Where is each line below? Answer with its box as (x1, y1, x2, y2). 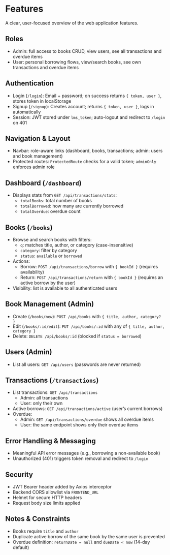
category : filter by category (20, 248, 77, 253)
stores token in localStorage (12, 98, 72, 104)
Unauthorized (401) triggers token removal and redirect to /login (12, 455, 149, 461)
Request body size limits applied (12, 500, 81, 506)
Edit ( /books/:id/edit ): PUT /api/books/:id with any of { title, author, (12, 323, 165, 329)
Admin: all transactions (20, 395, 69, 401)
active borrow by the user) (20, 280, 76, 286)
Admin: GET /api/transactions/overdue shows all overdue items (20, 416, 154, 422)
